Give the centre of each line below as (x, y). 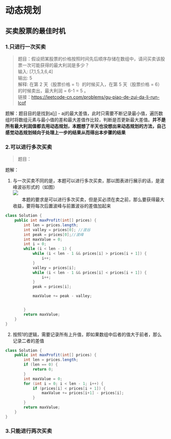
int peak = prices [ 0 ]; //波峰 (54, 235)
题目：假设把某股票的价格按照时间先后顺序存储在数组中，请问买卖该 (89, 59)
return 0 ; (43, 370)
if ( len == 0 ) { (41, 365)
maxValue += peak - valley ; (62, 296)
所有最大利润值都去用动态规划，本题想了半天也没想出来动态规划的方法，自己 (85, 126)
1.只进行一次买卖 (26, 46)
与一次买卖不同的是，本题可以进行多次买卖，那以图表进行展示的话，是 (86, 181)
